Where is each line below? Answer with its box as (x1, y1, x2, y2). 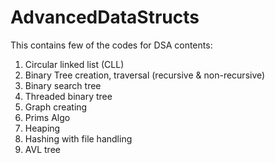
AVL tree (24, 143, 61, 155)
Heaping (24, 122, 61, 134)
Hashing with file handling (24, 132, 133, 145)
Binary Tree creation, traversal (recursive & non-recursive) (24, 69, 266, 81)
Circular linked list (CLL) (24, 58, 125, 70)
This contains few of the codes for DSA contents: (10, 39, 213, 51)
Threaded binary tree (24, 90, 113, 102)
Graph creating (24, 101, 88, 113)
